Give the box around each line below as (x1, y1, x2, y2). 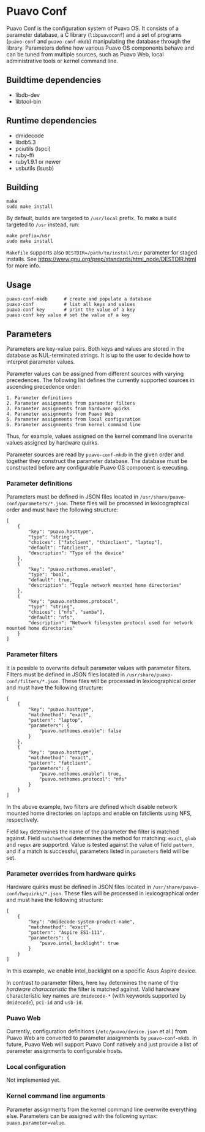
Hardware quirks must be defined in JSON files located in (6, 883, 152, 890)
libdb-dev (15, 91, 40, 99)
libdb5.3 (15, 138, 36, 145)
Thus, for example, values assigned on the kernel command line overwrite (6, 432, 193, 440)
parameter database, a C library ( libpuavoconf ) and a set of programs (6, 31, 182, 38)
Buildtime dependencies (6, 75, 102, 85)
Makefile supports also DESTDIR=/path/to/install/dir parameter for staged (6, 249, 198, 256)
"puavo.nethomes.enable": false (39, 728, 122, 734)
